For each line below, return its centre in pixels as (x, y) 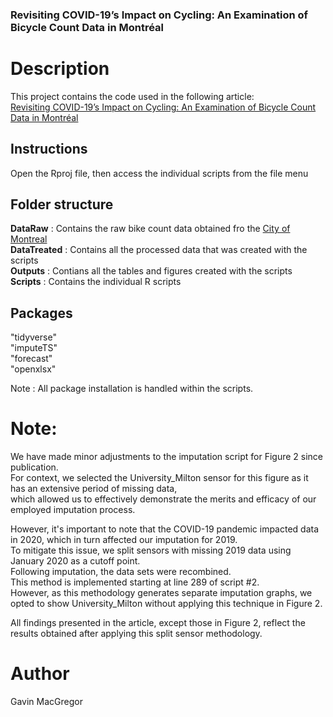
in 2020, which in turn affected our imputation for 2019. (124, 540)
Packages (41, 313)
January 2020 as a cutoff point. (75, 561)
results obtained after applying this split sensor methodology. (136, 634)
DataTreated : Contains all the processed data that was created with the (159, 250)
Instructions (49, 149)
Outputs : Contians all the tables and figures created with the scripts (151, 271)
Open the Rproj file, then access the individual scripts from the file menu (159, 173)
